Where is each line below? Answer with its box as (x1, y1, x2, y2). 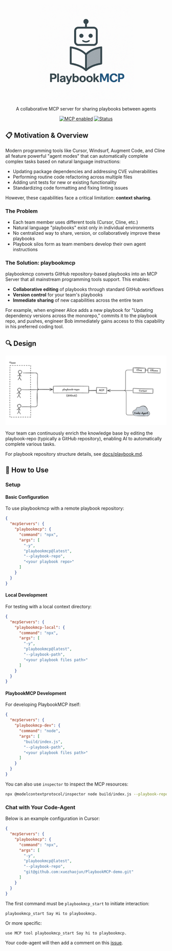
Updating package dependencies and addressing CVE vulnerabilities (12, 168, 158, 174)
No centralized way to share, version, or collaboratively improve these (12, 230, 161, 236)
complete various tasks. (5, 441, 56, 447)
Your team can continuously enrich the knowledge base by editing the (5, 430, 153, 436)
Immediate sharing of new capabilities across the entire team (12, 297, 143, 304)
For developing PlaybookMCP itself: (5, 701, 81, 707)
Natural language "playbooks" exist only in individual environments (12, 225, 155, 231)
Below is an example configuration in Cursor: (5, 815, 100, 822)
